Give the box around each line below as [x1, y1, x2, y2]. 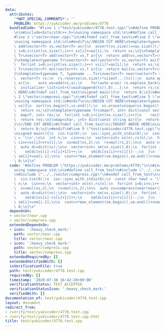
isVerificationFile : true [9, 264, 63, 268]
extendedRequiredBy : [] [9, 255, 58, 260]
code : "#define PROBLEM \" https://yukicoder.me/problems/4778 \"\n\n [9, 163, 153, 168]
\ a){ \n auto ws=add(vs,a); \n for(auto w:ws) [14, 80, 122, 85]
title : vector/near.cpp [14, 236, 63, 241]
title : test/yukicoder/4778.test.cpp [5, 319, 82, 324]
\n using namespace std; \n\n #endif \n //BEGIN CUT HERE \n [14, 39, 129, 44]
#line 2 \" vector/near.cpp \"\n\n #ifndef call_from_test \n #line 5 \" [14, 35, 157, 40]
